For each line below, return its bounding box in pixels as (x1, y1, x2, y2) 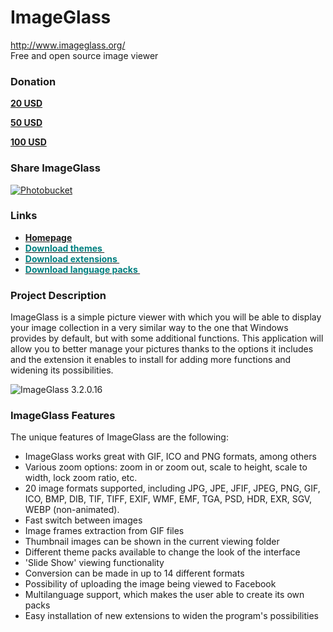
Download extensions (24, 252, 118, 265)
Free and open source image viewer (10, 49, 159, 61)
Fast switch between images (24, 514, 143, 526)
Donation (10, 74, 57, 88)
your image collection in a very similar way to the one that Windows (10, 322, 289, 334)
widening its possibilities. (10, 364, 114, 376)
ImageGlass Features (10, 409, 116, 423)
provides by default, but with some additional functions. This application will (10, 332, 324, 345)
